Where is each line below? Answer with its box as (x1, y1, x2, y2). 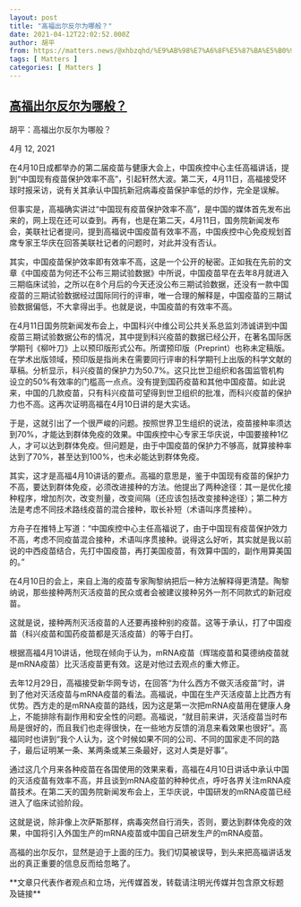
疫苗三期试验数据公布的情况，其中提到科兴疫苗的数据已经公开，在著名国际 (9, 331, 284, 341)
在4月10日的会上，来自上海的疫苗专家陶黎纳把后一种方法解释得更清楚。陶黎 (9, 575, 289, 586)
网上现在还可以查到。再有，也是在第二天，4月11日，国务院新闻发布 (32, 214, 280, 225)
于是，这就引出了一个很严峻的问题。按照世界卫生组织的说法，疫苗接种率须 (9, 418, 284, 428)
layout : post (9, 13, 58, 22)
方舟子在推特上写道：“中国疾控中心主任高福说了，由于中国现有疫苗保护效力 (9, 523, 288, 533)
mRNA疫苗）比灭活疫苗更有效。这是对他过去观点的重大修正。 (16, 658, 245, 669)
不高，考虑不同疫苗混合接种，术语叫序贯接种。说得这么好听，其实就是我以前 (9, 534, 292, 545)
